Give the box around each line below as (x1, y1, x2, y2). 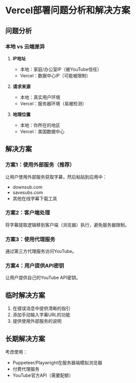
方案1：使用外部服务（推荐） (5, 161, 75, 168)
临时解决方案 (5, 291, 46, 300)
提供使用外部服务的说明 (12, 318, 62, 324)
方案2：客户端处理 (5, 209, 51, 216)
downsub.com (12, 184, 43, 190)
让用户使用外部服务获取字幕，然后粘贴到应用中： (5, 174, 107, 180)
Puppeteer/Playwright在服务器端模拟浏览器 (12, 360, 103, 366)
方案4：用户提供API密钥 (5, 262, 64, 269)
